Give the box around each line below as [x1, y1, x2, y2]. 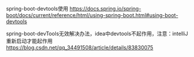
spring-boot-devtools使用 [6, 5, 69, 12]
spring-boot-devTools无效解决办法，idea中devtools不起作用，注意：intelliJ [6, 30, 188, 37]
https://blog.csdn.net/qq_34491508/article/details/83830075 [6, 44, 154, 51]
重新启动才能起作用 [6, 38, 53, 44]
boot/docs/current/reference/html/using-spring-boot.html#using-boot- [6, 12, 178, 19]
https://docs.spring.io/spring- [69, 5, 142, 12]
